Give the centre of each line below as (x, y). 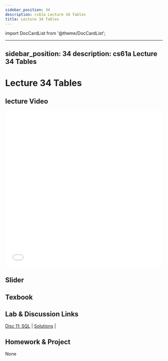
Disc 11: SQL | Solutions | (30, 326)
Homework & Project (38, 342)
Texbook (19, 297)
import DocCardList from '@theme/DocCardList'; (55, 33)
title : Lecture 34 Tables (32, 19)
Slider (14, 280)
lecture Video (27, 101)
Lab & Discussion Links (42, 314)
